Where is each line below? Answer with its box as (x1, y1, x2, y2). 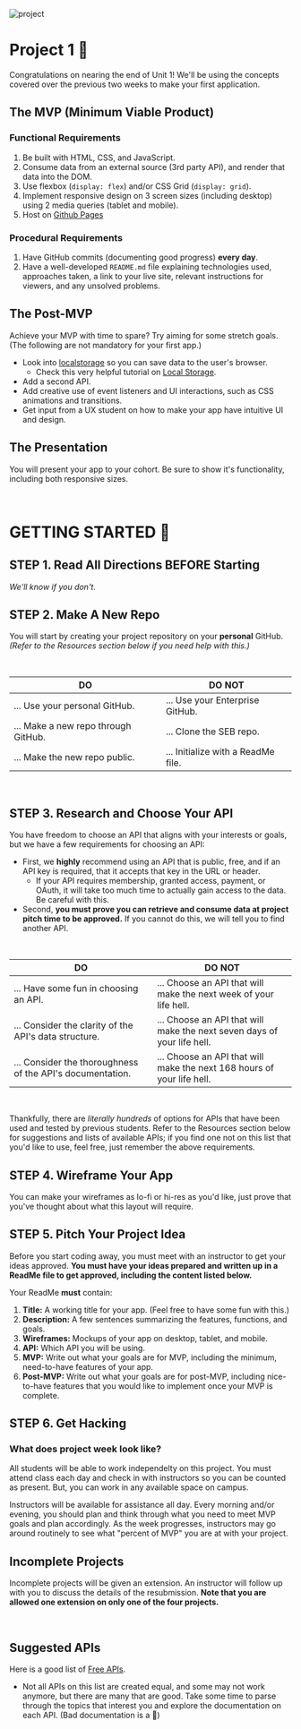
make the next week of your (156, 988, 275, 1000)
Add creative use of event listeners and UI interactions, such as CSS (21, 385, 275, 396)
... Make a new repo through (13, 720, 132, 732)
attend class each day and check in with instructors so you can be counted (9, 1473, 287, 1484)
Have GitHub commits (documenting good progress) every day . (21, 252, 258, 262)
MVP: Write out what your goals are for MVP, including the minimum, (21, 1352, 278, 1363)
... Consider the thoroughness (13, 1057, 139, 1069)
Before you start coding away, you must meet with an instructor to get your (9, 1250, 287, 1262)
